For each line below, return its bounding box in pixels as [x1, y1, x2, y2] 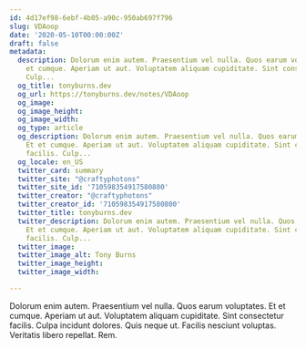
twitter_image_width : [17, 268, 100, 277]
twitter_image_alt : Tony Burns [17, 251, 137, 260]
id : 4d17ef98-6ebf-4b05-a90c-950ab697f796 [9, 13, 173, 23]
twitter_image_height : [17, 259, 104, 269]
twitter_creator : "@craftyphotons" [17, 191, 153, 200]
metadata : [9, 47, 47, 56]
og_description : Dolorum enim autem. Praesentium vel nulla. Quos [17, 132, 275, 141]
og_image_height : [17, 107, 84, 116]
